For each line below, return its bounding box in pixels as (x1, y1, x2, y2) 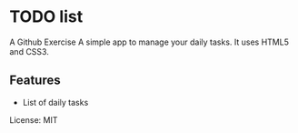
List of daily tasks (22, 97, 89, 107)
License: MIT (9, 114, 58, 125)
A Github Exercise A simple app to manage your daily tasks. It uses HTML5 (9, 36, 289, 47)
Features (9, 73, 61, 88)
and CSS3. (9, 46, 50, 56)
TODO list (9, 6, 84, 27)
